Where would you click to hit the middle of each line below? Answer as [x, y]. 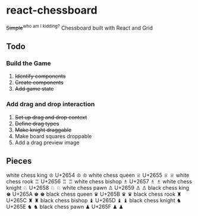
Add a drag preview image [47, 142]
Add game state [34, 89]
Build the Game [29, 63]
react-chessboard [52, 10]
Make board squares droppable [53, 136]
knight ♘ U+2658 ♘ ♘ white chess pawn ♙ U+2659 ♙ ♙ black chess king [98, 188]
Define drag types [37, 123]
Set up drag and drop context [51, 117]
